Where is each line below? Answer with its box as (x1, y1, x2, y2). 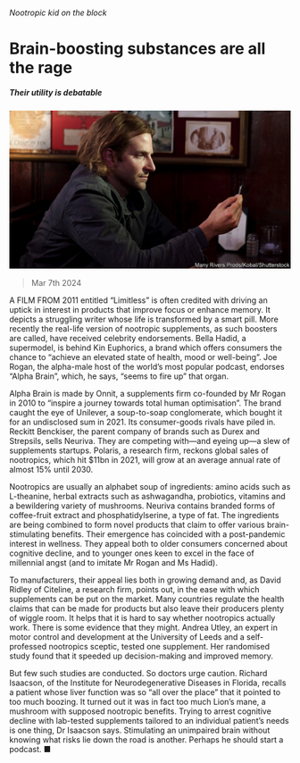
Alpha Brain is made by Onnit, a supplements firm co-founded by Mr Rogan (9, 389, 286, 399)
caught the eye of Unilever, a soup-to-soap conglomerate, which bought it (9, 407, 283, 418)
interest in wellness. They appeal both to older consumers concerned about (9, 539, 288, 549)
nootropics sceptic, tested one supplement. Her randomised (48, 641, 271, 652)
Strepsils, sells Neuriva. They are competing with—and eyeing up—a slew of (9, 436, 290, 447)
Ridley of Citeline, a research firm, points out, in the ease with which (9, 584, 260, 595)
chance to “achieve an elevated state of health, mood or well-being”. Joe (9, 352, 278, 363)
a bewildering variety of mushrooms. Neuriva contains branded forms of (9, 500, 275, 511)
